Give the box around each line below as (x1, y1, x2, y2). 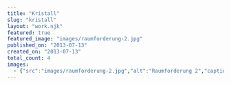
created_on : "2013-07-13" (7, 49, 81, 56)
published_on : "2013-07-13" (7, 42, 88, 49)
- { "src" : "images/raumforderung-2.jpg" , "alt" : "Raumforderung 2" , (13, 67, 205, 74)
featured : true (7, 29, 51, 36)
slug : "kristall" (7, 16, 57, 23)
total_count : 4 (7, 55, 51, 62)
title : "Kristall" (7, 10, 60, 17)
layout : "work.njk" (7, 23, 63, 29)
